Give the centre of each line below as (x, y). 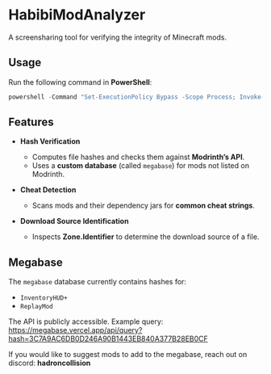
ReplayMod (37, 307)
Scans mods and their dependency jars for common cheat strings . (144, 206)
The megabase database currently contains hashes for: (98, 282)
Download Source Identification (74, 221)
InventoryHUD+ (44, 298)
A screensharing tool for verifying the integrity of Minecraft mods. (118, 37)
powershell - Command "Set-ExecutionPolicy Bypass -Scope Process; (122, 97)
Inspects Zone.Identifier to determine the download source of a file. (146, 237)
